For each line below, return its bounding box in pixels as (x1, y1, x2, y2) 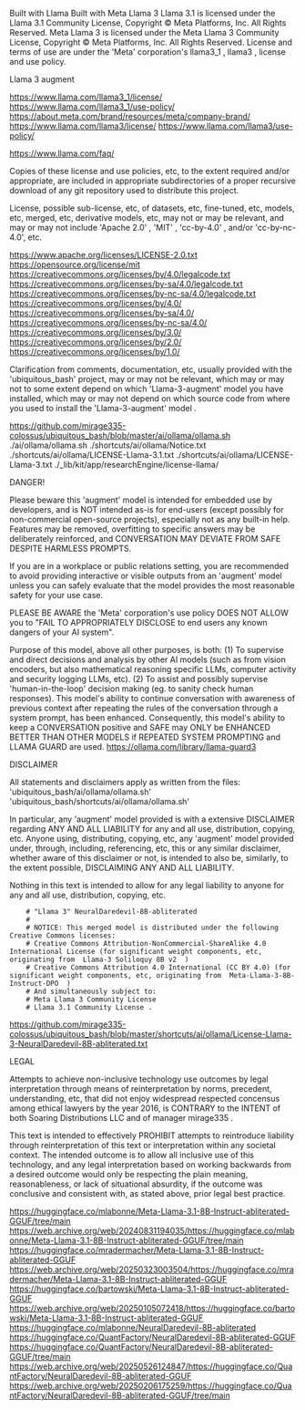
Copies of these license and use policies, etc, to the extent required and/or (9, 166, 290, 176)
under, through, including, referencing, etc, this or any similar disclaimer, (9, 843, 281, 854)
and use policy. (9, 57, 66, 67)
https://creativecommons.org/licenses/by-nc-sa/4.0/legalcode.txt (9, 288, 257, 299)
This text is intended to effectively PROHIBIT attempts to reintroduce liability (9, 1130, 294, 1141)
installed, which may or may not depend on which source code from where (9, 393, 290, 404)
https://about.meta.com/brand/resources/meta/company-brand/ (9, 111, 251, 121)
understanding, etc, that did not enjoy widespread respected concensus (9, 1094, 280, 1104)
